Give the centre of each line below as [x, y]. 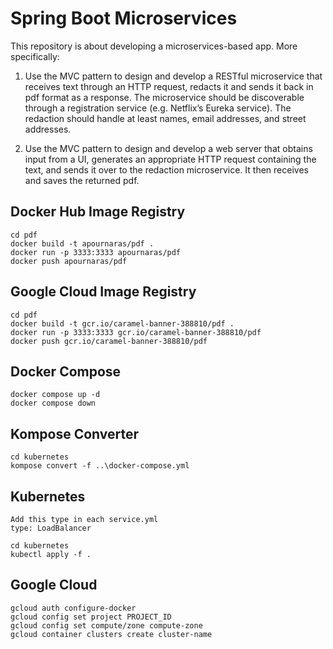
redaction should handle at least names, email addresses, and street [165, 118]
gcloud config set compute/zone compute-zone [106, 625]
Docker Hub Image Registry [98, 212]
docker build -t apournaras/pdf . [82, 243]
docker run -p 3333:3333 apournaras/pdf [96, 252]
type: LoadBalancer [51, 528]
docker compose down [53, 403]
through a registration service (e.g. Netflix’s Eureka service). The [158, 108]
